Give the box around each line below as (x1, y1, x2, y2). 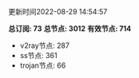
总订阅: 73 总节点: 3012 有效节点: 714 (8, 24, 132, 33)
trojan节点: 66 (19, 60, 66, 70)
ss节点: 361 (19, 51, 58, 60)
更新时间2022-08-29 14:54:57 (8, 7, 108, 16)
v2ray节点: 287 (19, 41, 70, 50)
